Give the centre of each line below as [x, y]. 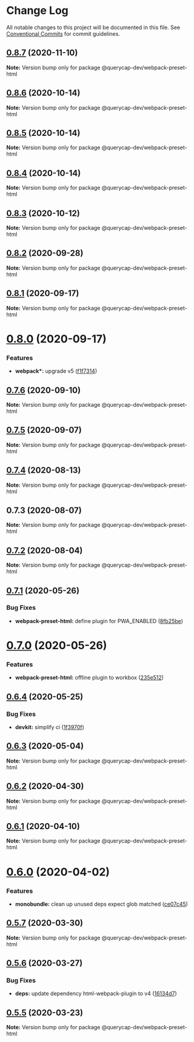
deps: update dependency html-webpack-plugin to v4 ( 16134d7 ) [96, 994]
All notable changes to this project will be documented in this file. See [93, 27]
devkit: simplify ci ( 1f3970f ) [50, 727]
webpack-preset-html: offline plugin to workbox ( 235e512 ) [89, 678]
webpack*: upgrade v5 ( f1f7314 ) [56, 371]
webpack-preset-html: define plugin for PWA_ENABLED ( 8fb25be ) [99, 621]
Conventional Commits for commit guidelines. [63, 33]
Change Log [37, 11]
